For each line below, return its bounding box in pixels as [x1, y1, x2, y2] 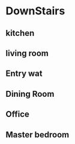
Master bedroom [5, 130, 70, 140]
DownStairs [5, 4, 65, 18]
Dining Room [5, 88, 55, 99]
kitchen [5, 28, 35, 38]
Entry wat [5, 69, 43, 79]
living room [5, 48, 49, 58]
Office [5, 109, 29, 120]
